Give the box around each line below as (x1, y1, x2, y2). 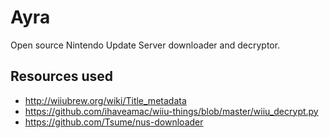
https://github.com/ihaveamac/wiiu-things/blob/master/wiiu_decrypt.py (24, 105, 319, 117)
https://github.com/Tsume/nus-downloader (24, 116, 204, 128)
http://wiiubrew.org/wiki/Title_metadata (24, 94, 187, 106)
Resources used (10, 68, 113, 85)
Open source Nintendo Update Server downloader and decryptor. (10, 39, 281, 51)
